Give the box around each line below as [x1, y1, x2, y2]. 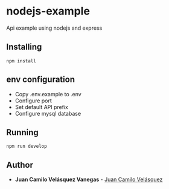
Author [6, 159, 33, 170]
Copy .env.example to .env [14, 90, 81, 98]
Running [6, 127, 39, 138]
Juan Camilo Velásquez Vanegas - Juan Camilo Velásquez [14, 176, 163, 183]
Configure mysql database [14, 110, 81, 117]
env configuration [6, 75, 75, 85]
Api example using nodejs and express [6, 24, 103, 31]
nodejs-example [6, 4, 91, 18]
